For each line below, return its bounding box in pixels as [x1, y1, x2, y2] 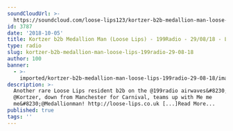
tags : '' [7, 113, 33, 120]
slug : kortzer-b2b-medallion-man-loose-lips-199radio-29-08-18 [7, 49, 194, 56]
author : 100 [7, 55, 42, 62]
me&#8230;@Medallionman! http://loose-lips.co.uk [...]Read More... [13, 101, 216, 107]
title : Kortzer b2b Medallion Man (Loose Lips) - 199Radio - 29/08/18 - [7, 36, 222, 43]
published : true [7, 107, 54, 114]
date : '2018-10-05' [7, 29, 64, 37]
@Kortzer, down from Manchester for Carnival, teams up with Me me [13, 94, 213, 101]
